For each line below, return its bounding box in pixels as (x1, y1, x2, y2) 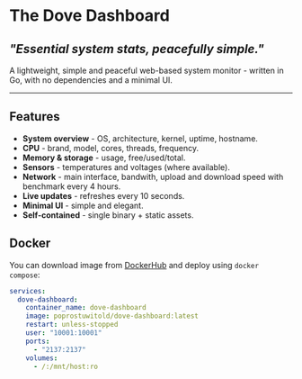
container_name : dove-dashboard (25, 303, 147, 312)
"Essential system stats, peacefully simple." (9, 41, 265, 57)
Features (9, 109, 60, 124)
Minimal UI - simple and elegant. (22, 200, 144, 211)
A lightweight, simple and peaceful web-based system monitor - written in (9, 65, 285, 76)
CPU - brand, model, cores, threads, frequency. (22, 142, 200, 153)
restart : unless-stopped (25, 320, 119, 329)
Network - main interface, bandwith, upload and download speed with (22, 171, 284, 182)
